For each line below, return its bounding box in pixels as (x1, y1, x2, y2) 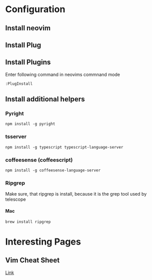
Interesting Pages (5, 236, 81, 247)
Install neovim (5, 24, 51, 32)
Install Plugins (5, 58, 51, 67)
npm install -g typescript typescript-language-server (5, 145, 124, 150)
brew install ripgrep (5, 219, 51, 224)
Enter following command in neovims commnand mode (5, 71, 121, 77)
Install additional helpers (5, 95, 85, 104)
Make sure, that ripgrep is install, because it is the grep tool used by (5, 191, 147, 197)
